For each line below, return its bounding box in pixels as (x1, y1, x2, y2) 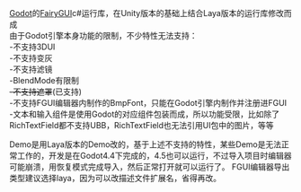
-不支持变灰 (9, 53, 53, 63)
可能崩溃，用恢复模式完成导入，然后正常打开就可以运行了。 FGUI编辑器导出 (9, 161, 290, 172)
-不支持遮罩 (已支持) (9, 86, 83, 97)
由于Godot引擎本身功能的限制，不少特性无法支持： (9, 31, 198, 40)
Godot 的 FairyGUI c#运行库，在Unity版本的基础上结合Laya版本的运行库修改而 (9, 8, 292, 18)
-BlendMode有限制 (9, 75, 79, 85)
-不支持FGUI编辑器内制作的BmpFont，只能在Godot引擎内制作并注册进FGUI (9, 98, 288, 108)
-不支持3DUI (9, 41, 56, 52)
